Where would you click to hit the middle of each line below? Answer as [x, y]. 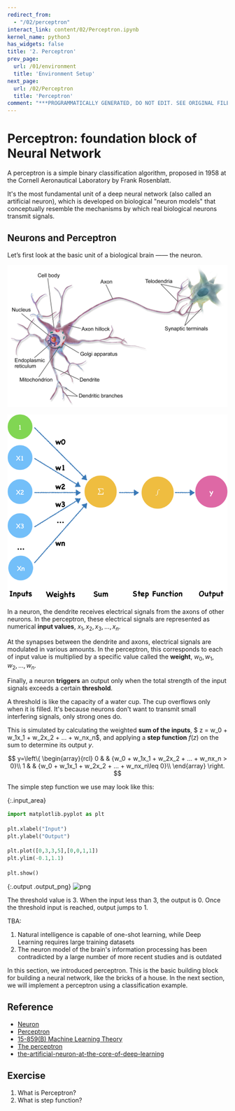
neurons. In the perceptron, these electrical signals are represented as [108, 619]
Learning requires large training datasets [76, 942]
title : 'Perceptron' [43, 96]
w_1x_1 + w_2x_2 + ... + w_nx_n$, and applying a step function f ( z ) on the [113, 738]
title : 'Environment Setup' [55, 73]
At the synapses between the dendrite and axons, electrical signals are [109, 641]
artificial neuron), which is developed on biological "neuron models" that [112, 201]
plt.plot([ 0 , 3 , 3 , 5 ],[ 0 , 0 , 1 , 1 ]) [53, 851]
